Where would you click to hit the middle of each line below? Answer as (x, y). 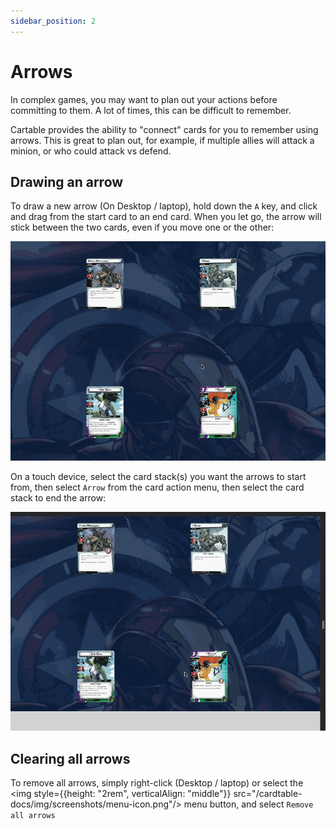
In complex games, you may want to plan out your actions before (144, 99)
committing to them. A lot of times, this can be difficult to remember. (151, 110)
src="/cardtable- (268, 794)
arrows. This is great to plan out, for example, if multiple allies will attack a (162, 140)
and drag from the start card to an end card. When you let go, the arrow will (166, 217)
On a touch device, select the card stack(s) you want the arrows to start (158, 476)
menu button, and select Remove (248, 804)
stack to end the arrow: (58, 497)
